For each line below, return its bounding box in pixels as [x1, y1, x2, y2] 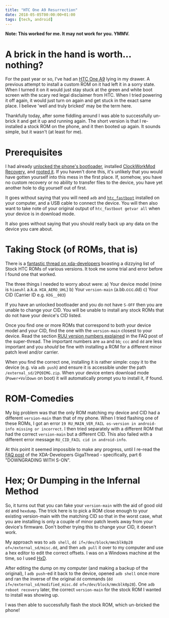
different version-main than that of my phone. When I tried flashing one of [5, 415, 159, 421]
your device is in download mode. [5, 211, 76, 217]
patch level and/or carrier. [5, 349, 59, 355]
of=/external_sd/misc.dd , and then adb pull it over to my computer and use [5, 545, 164, 551]
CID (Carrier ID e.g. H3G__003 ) [5, 292, 66, 298]
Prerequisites [5, 146, 63, 158]
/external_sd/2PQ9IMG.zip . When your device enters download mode [5, 370, 149, 376]
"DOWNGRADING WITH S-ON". [5, 457, 71, 463]
